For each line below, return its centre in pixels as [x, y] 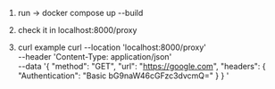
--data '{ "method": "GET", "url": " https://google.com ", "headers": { [142, 66]
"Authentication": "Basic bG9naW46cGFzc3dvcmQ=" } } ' [123, 76]
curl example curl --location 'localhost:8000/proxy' [112, 47]
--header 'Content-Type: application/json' [95, 57]
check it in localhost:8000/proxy [77, 30]
